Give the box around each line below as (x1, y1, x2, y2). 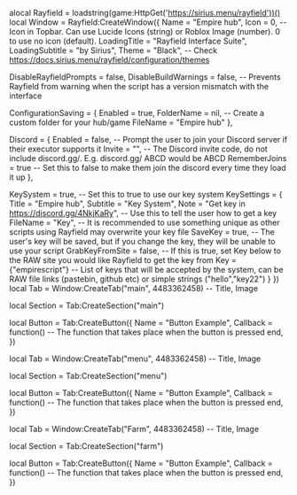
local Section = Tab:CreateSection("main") (9, 300, 165, 311)
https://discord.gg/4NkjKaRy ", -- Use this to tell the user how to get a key (9, 208, 277, 218)
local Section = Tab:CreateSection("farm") (9, 441, 164, 451)
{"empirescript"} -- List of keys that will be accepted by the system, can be (9, 265, 284, 275)
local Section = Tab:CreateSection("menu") (9, 371, 168, 381)
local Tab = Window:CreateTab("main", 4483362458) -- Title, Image (9, 283, 259, 293)
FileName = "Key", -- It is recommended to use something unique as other (9, 217, 281, 228)
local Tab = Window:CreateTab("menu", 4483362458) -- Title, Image (9, 353, 262, 364)
